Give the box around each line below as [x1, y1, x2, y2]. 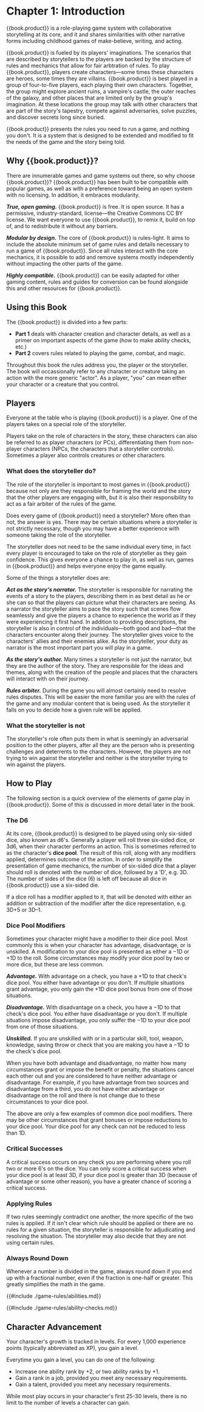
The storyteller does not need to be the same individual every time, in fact [6, 543, 191, 550]
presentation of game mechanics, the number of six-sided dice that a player [6, 862, 197, 869]
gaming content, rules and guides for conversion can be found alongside [6, 278, 188, 285]
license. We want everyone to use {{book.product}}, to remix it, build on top [6, 216, 195, 223]
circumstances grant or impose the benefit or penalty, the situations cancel [6, 1066, 194, 1073]
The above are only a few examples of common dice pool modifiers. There [6, 1110, 192, 1118]
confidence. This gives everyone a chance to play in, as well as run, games [6, 555, 194, 563]
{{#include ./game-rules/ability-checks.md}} [6, 1304, 118, 1312]
